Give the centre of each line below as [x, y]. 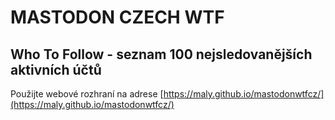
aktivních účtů [56, 69]
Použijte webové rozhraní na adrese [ [87, 94]
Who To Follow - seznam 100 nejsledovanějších [161, 54]
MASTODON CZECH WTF [117, 17]
